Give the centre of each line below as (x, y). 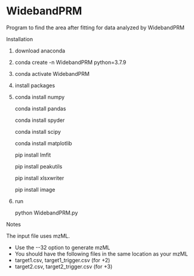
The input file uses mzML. (38, 236)
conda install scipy (38, 131)
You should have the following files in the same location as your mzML (101, 254)
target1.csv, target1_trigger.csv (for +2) (62, 260)
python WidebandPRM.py (46, 213)
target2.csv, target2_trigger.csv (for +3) (64, 266)
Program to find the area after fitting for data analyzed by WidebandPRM (96, 27)
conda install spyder (40, 120)
